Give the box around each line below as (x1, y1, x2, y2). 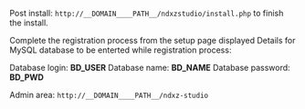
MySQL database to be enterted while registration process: (9, 45, 232, 55)
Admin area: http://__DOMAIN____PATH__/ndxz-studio (9, 90, 208, 100)
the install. (9, 17, 48, 28)
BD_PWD (9, 72, 44, 83)
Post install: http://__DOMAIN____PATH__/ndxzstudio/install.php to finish (9, 8, 284, 18)
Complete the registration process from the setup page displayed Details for (9, 35, 296, 45)
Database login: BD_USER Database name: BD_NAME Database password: (9, 63, 290, 73)
